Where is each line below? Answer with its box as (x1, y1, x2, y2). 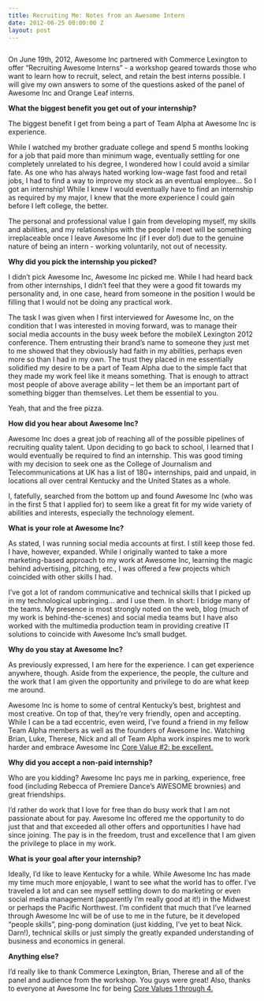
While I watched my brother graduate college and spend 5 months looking (8, 143, 249, 152)
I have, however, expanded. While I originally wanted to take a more (8, 547, 228, 557)
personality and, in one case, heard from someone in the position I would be (8, 289, 255, 298)
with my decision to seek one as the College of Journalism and (8, 459, 213, 469)
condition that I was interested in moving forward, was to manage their (8, 321, 238, 331)
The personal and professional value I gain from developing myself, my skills (8, 216, 256, 226)
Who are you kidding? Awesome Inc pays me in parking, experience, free (8, 773, 246, 782)
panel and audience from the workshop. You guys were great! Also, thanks (8, 976, 251, 985)
